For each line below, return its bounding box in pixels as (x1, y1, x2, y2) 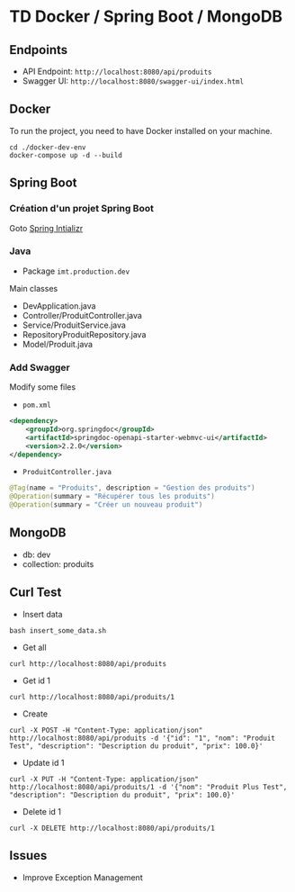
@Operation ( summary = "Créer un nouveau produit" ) (9, 500, 203, 509)
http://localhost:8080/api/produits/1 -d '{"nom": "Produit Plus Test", (9, 782, 288, 791)
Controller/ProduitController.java (22, 310, 142, 320)
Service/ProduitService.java (22, 320, 126, 330)
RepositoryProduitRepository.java (22, 329, 147, 339)
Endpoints (9, 42, 68, 58)
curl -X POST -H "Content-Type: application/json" (9, 725, 203, 734)
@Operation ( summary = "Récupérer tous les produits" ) (9, 492, 216, 501)
